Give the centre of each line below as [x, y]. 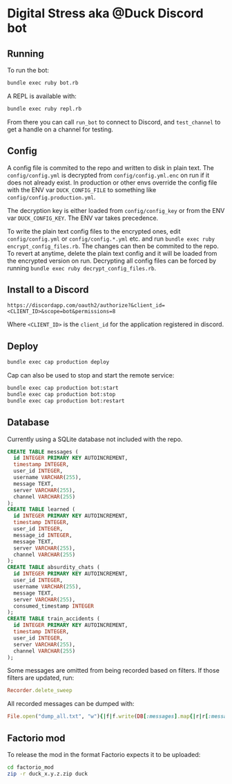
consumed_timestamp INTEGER [54, 606]
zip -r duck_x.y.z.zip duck [48, 774]
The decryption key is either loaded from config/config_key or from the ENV [116, 210]
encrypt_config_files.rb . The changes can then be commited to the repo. [113, 246]
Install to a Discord [48, 289]
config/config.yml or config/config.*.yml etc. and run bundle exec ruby [111, 239]
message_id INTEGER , [43, 535]
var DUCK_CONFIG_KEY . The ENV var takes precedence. [83, 218]
